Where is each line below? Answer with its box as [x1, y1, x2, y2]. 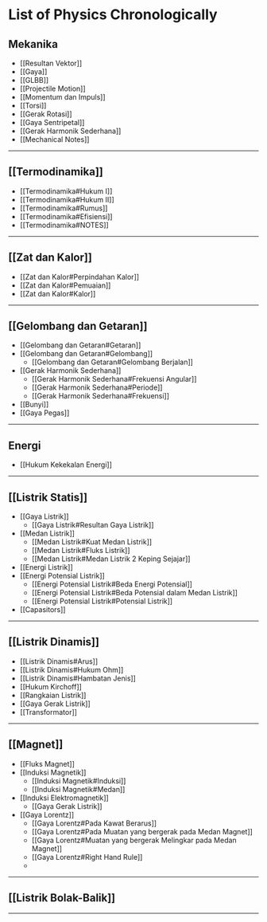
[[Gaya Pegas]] [19, 408, 70, 418]
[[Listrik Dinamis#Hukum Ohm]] [19, 665, 124, 674]
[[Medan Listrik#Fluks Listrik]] [31, 546, 130, 555]
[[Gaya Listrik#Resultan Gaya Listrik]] [31, 520, 154, 530]
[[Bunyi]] [19, 400, 49, 410]
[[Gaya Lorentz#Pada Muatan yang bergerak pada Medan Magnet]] [31, 826, 253, 836]
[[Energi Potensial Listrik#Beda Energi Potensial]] [31, 579, 193, 589]
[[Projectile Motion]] [19, 84, 86, 93]
